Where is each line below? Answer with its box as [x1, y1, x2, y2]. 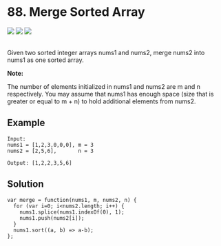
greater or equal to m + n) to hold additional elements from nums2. [7, 97, 196, 105]
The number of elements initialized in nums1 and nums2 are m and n [7, 82, 201, 90]
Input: [7, 135, 26, 142]
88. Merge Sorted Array [7, 4, 146, 20]
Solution [7, 178, 44, 190]
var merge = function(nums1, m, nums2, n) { [7, 196, 137, 203]
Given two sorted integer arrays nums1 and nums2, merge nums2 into [7, 48, 205, 57]
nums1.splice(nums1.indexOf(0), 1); [19, 208, 125, 216]
